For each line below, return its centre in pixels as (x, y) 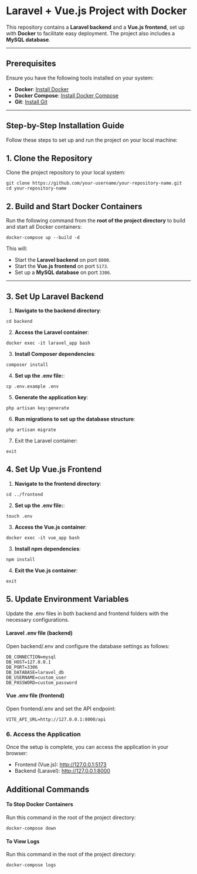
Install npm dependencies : (47, 549)
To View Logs (23, 841)
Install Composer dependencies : (55, 354)
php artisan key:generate (38, 408)
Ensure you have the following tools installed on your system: (80, 78)
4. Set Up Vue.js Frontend (54, 470)
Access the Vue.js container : (50, 527)
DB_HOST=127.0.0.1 (28, 662)
